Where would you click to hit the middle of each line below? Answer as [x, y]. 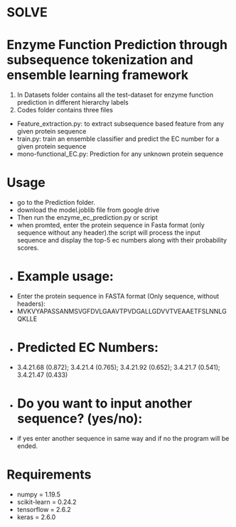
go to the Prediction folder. [56, 203]
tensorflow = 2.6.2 [44, 509]
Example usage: [65, 276]
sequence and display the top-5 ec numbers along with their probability [122, 240]
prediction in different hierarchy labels [73, 102]
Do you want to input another [104, 404]
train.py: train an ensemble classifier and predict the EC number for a [118, 139]
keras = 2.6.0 [36, 517]
